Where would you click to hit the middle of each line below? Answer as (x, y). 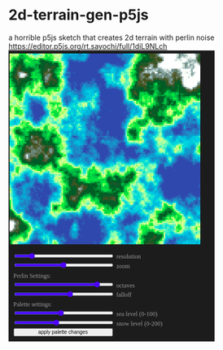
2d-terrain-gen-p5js (79, 15)
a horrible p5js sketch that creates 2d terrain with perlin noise (111, 37)
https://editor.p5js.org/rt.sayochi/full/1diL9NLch (88, 46)
